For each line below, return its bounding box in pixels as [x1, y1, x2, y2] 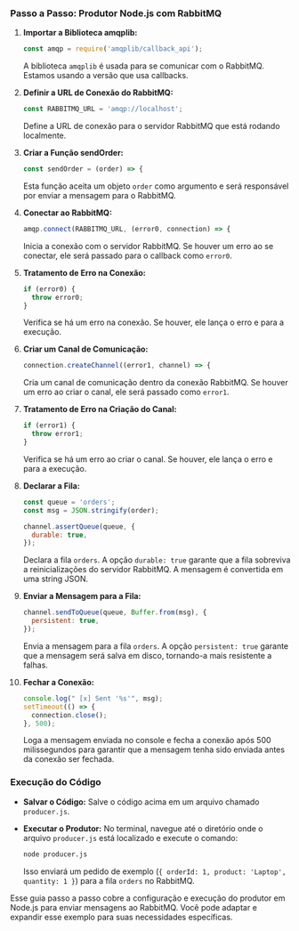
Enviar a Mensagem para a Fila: [22, 591, 141, 602]
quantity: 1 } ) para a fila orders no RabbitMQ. [22, 875, 195, 886]
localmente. [22, 130, 67, 141]
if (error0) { [22, 284, 76, 294]
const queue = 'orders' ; [22, 498, 116, 506]
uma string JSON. [22, 573, 88, 585]
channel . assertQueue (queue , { [22, 522, 136, 531]
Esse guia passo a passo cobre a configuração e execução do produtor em [10, 893, 286, 903]
